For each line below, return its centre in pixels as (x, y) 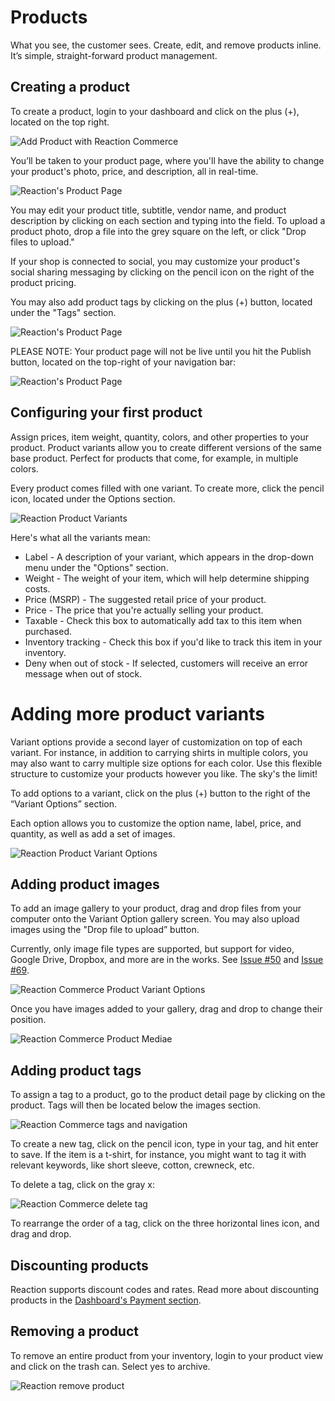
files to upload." (42, 242)
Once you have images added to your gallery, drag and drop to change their (166, 1009)
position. (28, 1020)
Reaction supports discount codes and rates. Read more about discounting (165, 1289)
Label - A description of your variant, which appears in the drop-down (169, 557)
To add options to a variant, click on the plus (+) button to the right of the (160, 793)
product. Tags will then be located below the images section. (135, 1105)
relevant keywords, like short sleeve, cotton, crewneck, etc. (132, 1165)
